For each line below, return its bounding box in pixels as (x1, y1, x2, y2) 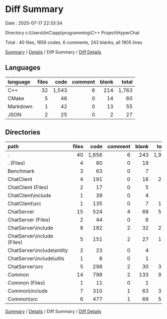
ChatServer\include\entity (7, 247, 68, 254)
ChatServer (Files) (7, 216, 51, 223)
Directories (5, 128, 41, 137)
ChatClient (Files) (7, 184, 49, 191)
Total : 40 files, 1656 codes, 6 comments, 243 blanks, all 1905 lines (5, 39, 143, 45)
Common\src (7, 296, 38, 303)
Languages (5, 63, 41, 72)
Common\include (7, 287, 48, 294)
